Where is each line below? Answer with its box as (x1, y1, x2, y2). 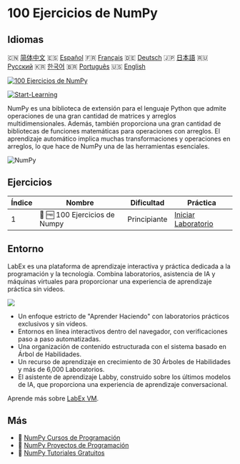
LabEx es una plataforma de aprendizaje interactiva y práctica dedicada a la (7, 262, 231, 271)
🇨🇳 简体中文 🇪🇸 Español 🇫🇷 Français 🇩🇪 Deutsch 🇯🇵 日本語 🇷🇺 (7, 54, 209, 61)
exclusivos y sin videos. (17, 319, 88, 328)
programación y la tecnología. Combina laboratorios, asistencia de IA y (7, 269, 216, 278)
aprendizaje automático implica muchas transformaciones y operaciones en (7, 134, 231, 143)
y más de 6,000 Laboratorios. (17, 365, 105, 373)
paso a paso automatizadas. (17, 334, 101, 343)
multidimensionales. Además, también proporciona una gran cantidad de (7, 119, 221, 128)
